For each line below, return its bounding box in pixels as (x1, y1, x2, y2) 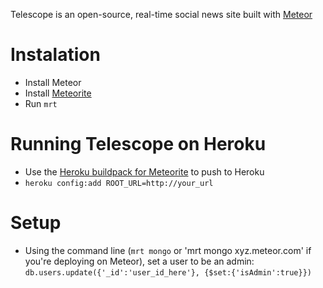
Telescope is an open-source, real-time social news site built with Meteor (10, 9, 313, 20)
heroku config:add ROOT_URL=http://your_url (24, 178, 214, 188)
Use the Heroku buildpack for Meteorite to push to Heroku (24, 165, 265, 178)
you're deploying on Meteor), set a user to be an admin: (24, 255, 255, 267)
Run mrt (24, 97, 58, 109)
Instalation (10, 44, 101, 66)
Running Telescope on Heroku (10, 133, 267, 156)
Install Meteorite (24, 87, 92, 99)
